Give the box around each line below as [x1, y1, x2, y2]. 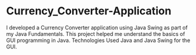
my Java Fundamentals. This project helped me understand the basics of [6, 30, 185, 37]
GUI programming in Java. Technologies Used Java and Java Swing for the [6, 36, 191, 44]
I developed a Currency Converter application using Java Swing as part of [6, 24, 188, 31]
